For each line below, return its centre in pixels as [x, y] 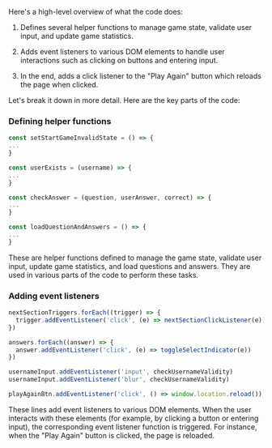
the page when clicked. [59, 85]
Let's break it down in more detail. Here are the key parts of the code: [124, 100]
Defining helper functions [60, 121]
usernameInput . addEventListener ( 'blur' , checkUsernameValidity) [119, 380]
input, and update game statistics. [76, 36]
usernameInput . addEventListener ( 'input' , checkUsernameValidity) [121, 372]
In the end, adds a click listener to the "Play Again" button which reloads [140, 76]
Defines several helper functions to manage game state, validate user [136, 27]
